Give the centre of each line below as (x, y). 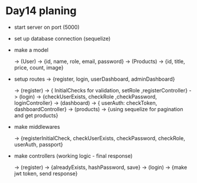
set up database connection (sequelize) (62, 38)
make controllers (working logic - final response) (73, 156)
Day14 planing (41, 11)
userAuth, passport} (38, 144)
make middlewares (37, 127)
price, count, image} (39, 67)
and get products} (36, 115)
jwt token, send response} (46, 173)
